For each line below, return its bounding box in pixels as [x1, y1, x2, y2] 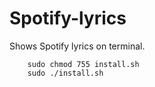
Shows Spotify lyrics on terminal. [9, 40, 146, 52]
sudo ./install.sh [27, 68, 104, 78]
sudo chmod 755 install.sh [27, 59, 140, 69]
